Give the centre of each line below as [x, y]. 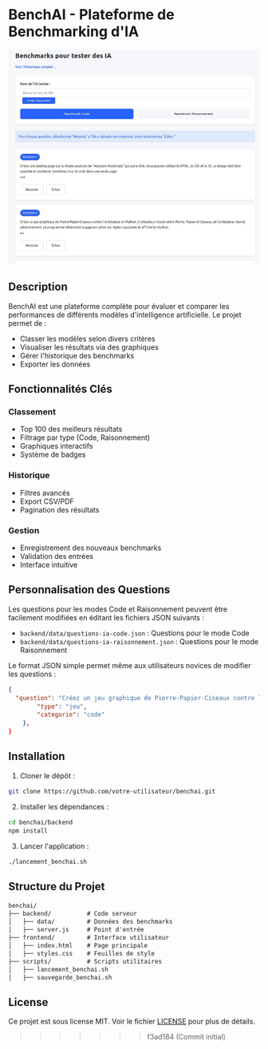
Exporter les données [55, 364]
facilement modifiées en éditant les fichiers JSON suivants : [106, 617]
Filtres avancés [45, 493]
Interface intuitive [49, 565]
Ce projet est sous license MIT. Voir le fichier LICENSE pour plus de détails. [132, 1021]
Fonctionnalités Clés [61, 389]
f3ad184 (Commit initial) [186, 1037]
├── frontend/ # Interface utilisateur [89, 938]
